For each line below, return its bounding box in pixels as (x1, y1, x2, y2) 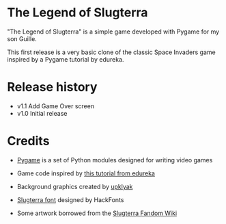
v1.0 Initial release (16, 109, 68, 117)
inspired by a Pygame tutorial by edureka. (7, 55, 124, 63)
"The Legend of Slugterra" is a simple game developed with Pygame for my (7, 27, 220, 36)
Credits (7, 134, 50, 149)
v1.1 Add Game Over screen (16, 101, 94, 110)
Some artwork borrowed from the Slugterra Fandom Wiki (16, 209, 178, 217)
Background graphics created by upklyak (16, 182, 133, 190)
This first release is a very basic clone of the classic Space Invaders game (7, 48, 216, 56)
